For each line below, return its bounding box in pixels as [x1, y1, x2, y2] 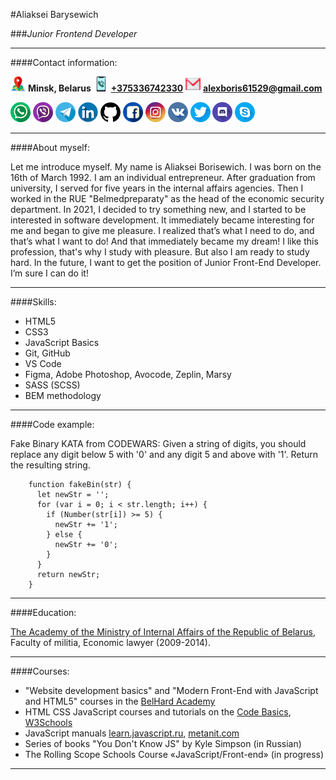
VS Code [24, 358, 62, 369]
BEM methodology [24, 390, 102, 401]
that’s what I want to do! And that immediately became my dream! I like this [10, 235, 319, 247]
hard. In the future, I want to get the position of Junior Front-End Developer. [10, 257, 322, 268]
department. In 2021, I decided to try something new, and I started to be [10, 204, 307, 215]
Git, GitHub [24, 347, 71, 359]
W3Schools [24, 717, 73, 728]
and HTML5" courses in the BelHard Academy [24, 695, 216, 707]
